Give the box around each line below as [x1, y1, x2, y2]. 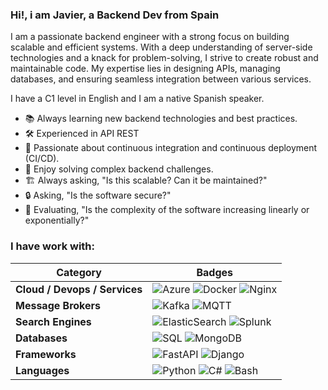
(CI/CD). [24, 153, 60, 165]
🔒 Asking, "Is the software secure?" [24, 189, 172, 202]
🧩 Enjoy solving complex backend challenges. [24, 163, 214, 175]
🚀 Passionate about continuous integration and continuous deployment [24, 142, 318, 154]
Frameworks [15, 347, 77, 361]
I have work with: [10, 239, 96, 253]
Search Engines [15, 314, 92, 328]
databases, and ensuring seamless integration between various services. [10, 73, 312, 85]
